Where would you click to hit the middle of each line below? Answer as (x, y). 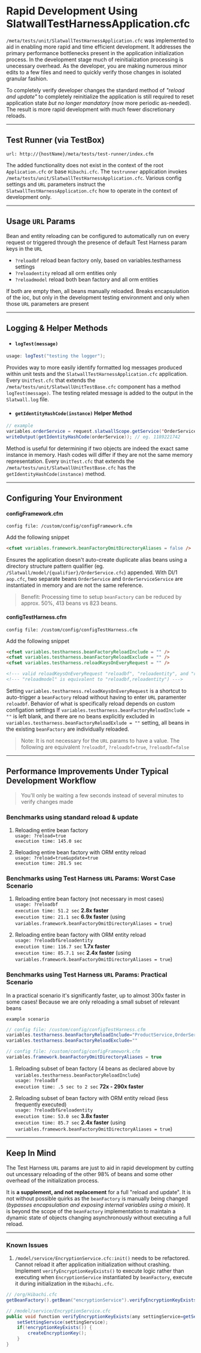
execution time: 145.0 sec (48, 841)
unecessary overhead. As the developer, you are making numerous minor (97, 66)
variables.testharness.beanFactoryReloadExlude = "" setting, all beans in (98, 722)
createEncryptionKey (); (57, 1333)
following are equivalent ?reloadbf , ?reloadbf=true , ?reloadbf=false (105, 747)
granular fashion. (27, 79)
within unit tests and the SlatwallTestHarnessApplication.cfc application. (97, 374)
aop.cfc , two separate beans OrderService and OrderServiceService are (95, 579)
